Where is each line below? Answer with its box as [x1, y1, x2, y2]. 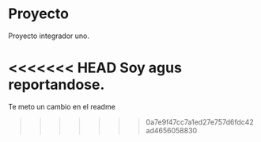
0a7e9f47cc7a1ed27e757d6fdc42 [146, 117, 255, 127]
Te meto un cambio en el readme [8, 102, 116, 111]
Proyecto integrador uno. [8, 31, 89, 40]
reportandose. [8, 76, 105, 94]
